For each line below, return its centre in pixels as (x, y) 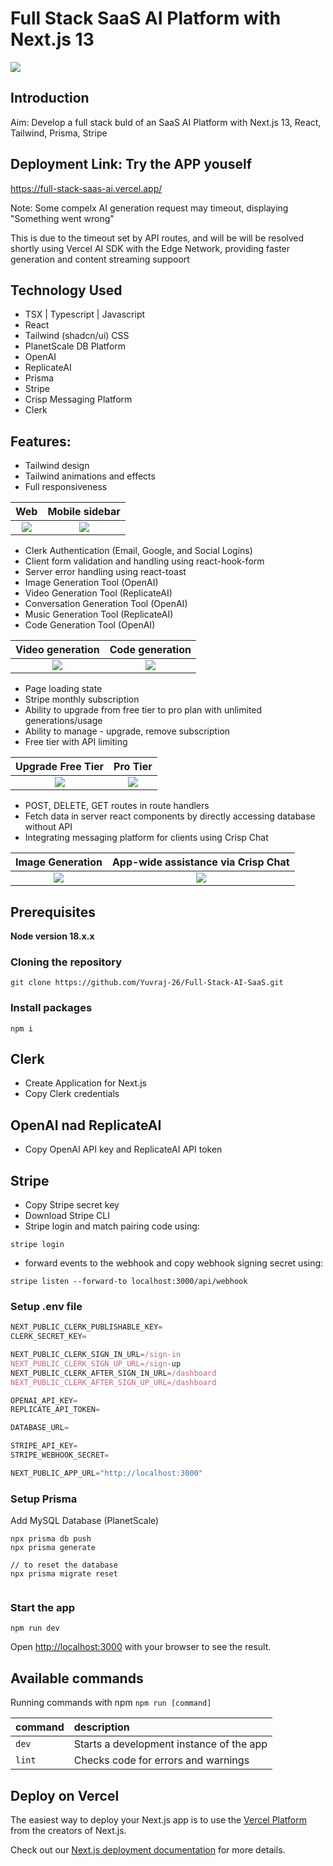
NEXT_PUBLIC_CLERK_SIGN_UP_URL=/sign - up (96, 1363)
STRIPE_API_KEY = (44, 1446)
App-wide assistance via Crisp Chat (200, 862)
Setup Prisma (44, 1499)
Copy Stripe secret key (72, 1205)
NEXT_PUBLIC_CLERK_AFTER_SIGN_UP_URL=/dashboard (113, 1382)
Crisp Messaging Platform (78, 399)
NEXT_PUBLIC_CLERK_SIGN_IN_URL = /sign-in (96, 1355)
